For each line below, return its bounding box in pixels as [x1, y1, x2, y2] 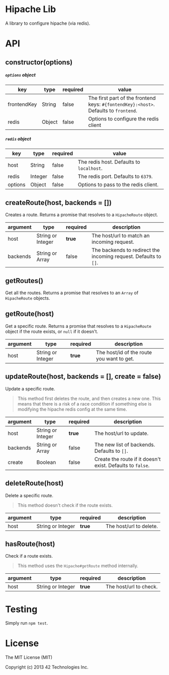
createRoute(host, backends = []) [5, 198, 112, 207]
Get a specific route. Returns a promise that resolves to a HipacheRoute [5, 323, 152, 329]
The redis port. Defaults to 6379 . [77, 173, 153, 180]
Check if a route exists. [5, 553, 53, 559]
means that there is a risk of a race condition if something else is [17, 400, 152, 407]
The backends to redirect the [91, 247, 160, 254]
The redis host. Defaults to [77, 159, 140, 166]
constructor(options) [5, 58, 73, 66]
